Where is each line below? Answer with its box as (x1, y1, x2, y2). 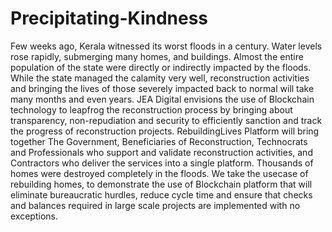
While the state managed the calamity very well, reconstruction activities (10, 72, 310, 84)
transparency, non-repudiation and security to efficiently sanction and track (10, 114, 323, 126)
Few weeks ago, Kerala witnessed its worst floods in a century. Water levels (10, 40, 323, 52)
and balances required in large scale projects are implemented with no (10, 199, 301, 211)
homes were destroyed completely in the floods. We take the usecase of (10, 167, 309, 179)
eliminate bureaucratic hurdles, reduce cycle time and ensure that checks (10, 188, 313, 201)
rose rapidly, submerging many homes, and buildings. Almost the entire (10, 50, 304, 62)
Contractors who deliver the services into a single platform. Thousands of (10, 157, 314, 169)
